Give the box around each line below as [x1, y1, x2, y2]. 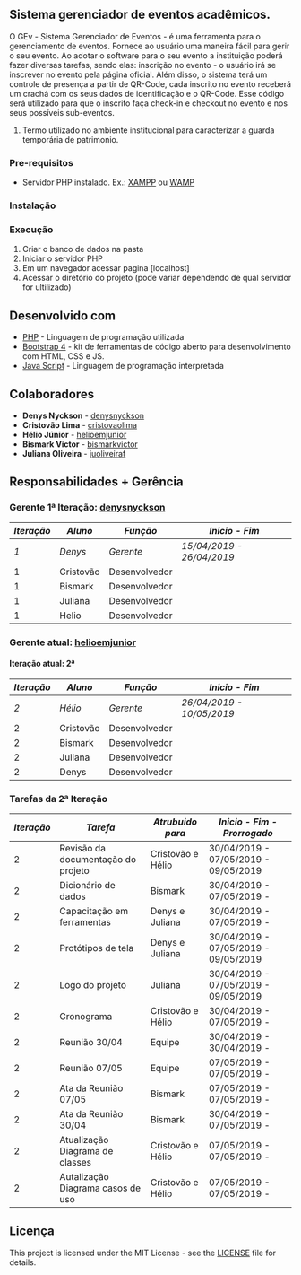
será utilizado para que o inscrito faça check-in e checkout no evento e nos [9, 98, 288, 109]
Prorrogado [222, 827, 273, 840]
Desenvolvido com [9, 308, 116, 323]
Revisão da [59, 843, 106, 855]
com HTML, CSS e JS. [21, 351, 105, 362]
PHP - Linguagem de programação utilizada [21, 332, 185, 343]
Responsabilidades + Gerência [9, 475, 184, 490]
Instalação [9, 199, 56, 212]
